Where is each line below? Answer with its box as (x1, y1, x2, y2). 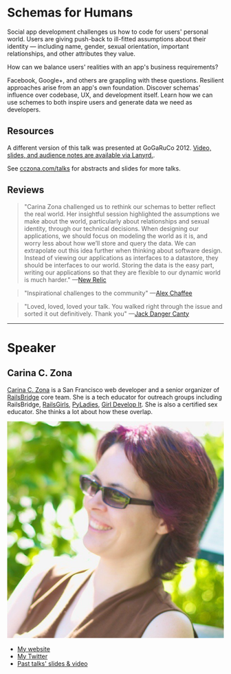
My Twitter (16, 652, 48, 660)
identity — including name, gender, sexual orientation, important (7, 42, 189, 50)
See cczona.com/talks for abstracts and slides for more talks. (7, 164, 181, 173)
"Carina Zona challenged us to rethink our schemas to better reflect (23, 202, 216, 210)
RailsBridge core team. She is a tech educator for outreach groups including (7, 393, 222, 401)
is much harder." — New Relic (23, 275, 107, 283)
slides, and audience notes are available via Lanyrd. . (7, 151, 155, 159)
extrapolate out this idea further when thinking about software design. (23, 246, 223, 254)
